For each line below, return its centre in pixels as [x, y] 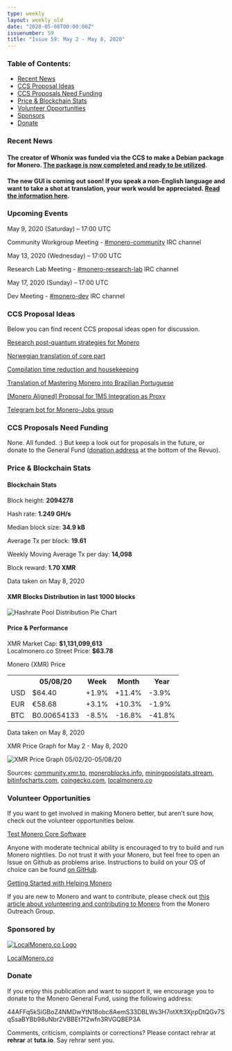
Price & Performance [38, 628]
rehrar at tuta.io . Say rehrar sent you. [61, 1040]
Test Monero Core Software [47, 834]
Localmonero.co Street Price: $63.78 [60, 650]
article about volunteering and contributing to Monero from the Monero [108, 904]
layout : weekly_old [35, 20]
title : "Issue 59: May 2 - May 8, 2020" [66, 40]
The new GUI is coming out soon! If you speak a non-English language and [116, 180]
